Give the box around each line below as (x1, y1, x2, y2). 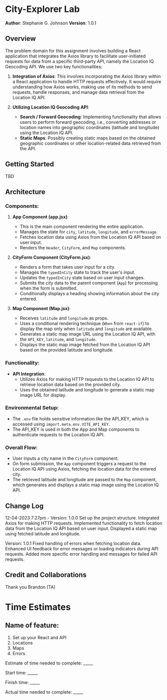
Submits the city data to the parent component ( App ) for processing (19, 280, 158, 286)
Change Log (5, 502, 44, 510)
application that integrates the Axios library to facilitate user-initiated (5, 53, 146, 59)
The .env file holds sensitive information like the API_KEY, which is (12, 415, 149, 422)
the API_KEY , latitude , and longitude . (19, 337, 97, 343)
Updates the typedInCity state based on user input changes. (19, 275, 145, 281)
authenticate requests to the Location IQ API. (12, 431, 105, 437)
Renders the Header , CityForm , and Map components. (19, 245, 126, 251)
